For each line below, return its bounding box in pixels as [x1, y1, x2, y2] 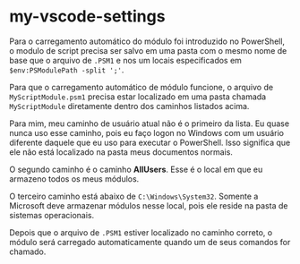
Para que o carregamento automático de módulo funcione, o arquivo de [9, 81, 274, 92]
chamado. [9, 246, 47, 257]
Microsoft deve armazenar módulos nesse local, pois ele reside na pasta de [9, 200, 288, 211]
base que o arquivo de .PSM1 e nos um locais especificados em [9, 55, 242, 65]
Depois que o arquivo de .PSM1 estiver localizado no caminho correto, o [9, 226, 273, 238]
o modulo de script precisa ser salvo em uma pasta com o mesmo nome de [9, 45, 287, 55]
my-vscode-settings [9, 6, 166, 27]
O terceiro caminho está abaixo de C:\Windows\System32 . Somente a [9, 191, 259, 201]
